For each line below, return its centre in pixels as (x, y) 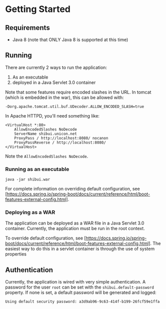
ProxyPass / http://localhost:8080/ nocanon (61, 138)
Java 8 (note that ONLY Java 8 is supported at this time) (70, 39)
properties (16, 254)
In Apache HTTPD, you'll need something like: (52, 115)
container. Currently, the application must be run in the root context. (75, 228)
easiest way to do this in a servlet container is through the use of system (80, 249)
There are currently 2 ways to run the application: (56, 67)
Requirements (27, 28)
